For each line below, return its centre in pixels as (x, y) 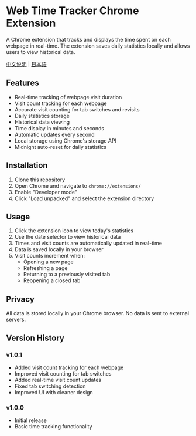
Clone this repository (40, 180)
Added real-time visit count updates (58, 380)
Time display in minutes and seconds (59, 128)
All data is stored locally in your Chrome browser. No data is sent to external (97, 313)
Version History (35, 338)
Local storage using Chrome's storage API (66, 141)
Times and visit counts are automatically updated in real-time (88, 243)
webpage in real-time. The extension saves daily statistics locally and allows (98, 46)
